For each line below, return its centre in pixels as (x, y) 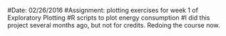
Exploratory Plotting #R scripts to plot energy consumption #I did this (109, 18)
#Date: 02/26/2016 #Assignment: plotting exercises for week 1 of (103, 10)
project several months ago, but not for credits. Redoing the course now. (114, 25)
